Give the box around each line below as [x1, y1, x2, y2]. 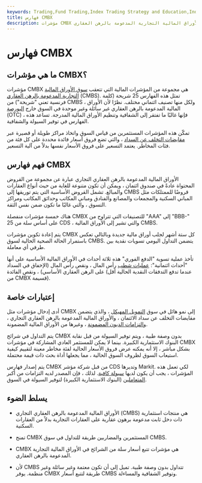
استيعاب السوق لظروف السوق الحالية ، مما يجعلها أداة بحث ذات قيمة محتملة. [7, 351, 179, 358]
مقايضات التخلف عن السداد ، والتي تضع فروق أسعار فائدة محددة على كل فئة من [7, 136, 185, 143]
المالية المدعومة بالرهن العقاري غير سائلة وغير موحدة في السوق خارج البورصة [7, 105, 181, 112]
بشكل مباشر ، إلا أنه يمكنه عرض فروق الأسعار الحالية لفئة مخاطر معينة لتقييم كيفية [7, 345, 191, 352]
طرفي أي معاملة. [7, 244, 46, 251]
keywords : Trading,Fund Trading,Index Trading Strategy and [7, 8, 161, 15]
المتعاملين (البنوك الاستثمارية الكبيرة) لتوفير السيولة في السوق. [7, 376, 147, 383]
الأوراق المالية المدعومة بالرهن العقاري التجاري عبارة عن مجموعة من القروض [7, 176, 179, 183]
